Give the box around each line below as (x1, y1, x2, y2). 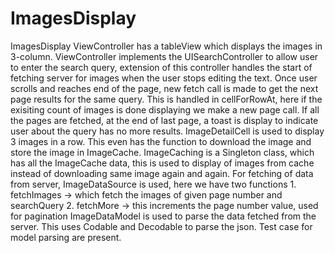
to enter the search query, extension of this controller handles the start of (10, 61, 313, 73)
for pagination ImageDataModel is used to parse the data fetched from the (10, 210, 317, 222)
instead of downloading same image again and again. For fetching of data (10, 167, 314, 179)
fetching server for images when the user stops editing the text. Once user (10, 72, 318, 84)
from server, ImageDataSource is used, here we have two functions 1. (10, 178, 297, 190)
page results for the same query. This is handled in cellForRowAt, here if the (10, 93, 323, 105)
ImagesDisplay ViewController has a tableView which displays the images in (10, 40, 323, 52)
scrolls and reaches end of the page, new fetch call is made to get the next (10, 82, 319, 94)
